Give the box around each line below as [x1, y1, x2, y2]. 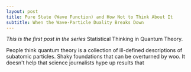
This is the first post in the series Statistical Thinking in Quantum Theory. [6, 36, 183, 43]
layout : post [6, 8, 38, 15]
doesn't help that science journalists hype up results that [6, 59, 144, 66]
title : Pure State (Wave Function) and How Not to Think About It [6, 14, 173, 20]
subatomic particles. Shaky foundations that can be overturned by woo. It [6, 53, 185, 60]
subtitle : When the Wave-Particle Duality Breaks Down [6, 19, 144, 25]
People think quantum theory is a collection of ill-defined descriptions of [6, 47, 183, 54]
